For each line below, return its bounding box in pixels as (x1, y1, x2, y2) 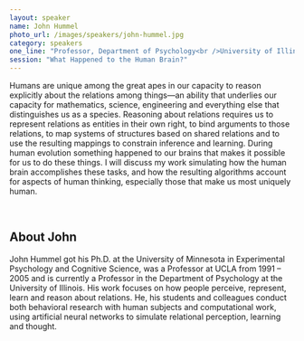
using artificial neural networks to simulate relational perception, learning (9, 311, 281, 322)
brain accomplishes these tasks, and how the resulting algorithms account (9, 166, 287, 177)
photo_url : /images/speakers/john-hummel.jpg (9, 30, 184, 39)
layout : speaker (9, 13, 71, 23)
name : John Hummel (9, 22, 79, 31)
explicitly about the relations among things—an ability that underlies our (9, 90, 278, 100)
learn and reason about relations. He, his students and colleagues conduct (9, 291, 288, 303)
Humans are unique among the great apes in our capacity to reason (9, 81, 261, 90)
